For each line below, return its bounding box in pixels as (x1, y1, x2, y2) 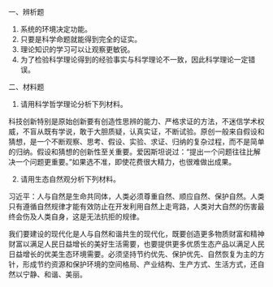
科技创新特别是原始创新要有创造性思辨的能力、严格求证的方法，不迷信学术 (8, 117, 258, 126)
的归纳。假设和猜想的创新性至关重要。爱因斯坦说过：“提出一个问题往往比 (8, 147, 254, 156)
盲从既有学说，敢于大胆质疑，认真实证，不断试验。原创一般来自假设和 (29, 126, 265, 136)
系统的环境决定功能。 (19, 24, 92, 34)
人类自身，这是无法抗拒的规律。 (36, 212, 144, 221)
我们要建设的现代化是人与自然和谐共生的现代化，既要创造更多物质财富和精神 (8, 229, 265, 238)
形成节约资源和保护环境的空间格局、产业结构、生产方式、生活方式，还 (22, 259, 258, 269)
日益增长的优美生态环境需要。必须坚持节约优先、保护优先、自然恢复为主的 (8, 250, 258, 259)
